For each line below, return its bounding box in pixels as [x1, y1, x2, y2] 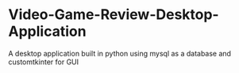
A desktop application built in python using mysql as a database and [8, 48, 232, 58]
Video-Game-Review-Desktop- [8, 6, 220, 24]
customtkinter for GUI [8, 57, 79, 67]
